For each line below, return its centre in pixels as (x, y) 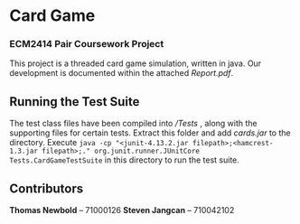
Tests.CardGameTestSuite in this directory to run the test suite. (124, 160)
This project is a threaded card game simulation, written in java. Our (136, 63)
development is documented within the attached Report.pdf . (122, 73)
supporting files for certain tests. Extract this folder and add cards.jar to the (150, 133)
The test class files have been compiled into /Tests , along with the (133, 124)
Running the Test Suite (75, 102)
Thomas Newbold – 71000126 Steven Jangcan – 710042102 (122, 210)
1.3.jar (24, 151)
